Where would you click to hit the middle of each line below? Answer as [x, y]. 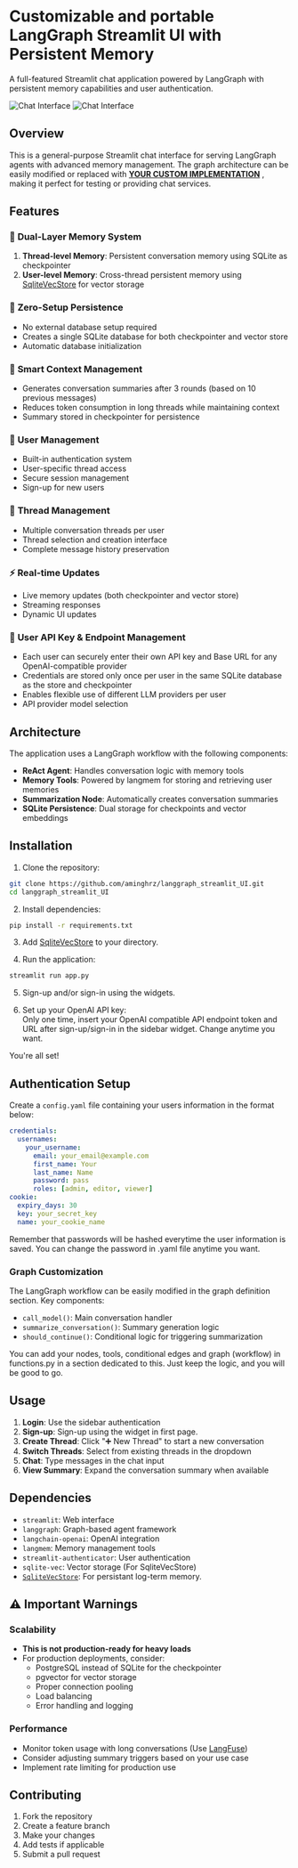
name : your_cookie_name [61, 1222]
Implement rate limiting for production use [99, 1767]
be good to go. [36, 1372]
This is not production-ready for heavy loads [106, 1649]
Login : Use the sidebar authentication [91, 1422]
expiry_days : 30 [47, 1206]
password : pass [61, 1181]
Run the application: [59, 960]
